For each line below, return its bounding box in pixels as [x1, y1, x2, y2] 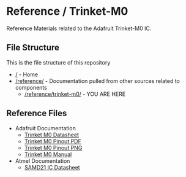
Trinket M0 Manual [24, 151, 72, 158]
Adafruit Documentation [15, 124, 76, 132]
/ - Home [15, 71, 39, 78]
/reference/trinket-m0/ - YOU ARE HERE [24, 90, 126, 98]
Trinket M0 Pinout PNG [24, 144, 83, 151]
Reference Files [6, 108, 67, 119]
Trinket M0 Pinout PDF [24, 137, 81, 145]
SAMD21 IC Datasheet [24, 163, 81, 171]
